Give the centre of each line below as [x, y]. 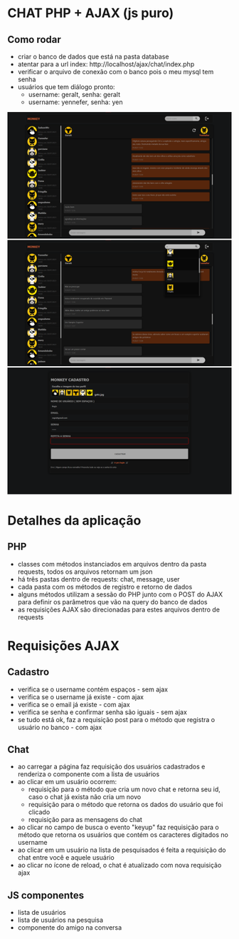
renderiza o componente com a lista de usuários [89, 774]
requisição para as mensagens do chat [85, 820]
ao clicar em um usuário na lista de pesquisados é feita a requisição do [122, 850]
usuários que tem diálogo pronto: [66, 87]
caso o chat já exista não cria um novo [85, 797]
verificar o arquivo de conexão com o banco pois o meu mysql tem [116, 72]
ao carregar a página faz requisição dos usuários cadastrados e [111, 767]
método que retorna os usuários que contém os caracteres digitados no [123, 835]
